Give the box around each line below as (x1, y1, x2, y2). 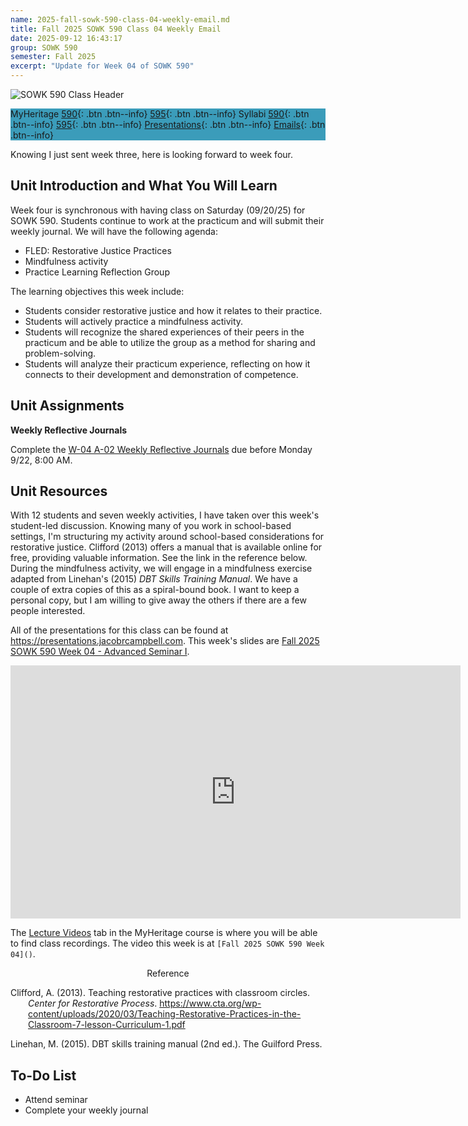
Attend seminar (24, 1094, 88, 1106)
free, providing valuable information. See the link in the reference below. (10, 552, 308, 564)
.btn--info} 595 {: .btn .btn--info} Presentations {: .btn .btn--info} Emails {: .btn (10, 119, 326, 130)
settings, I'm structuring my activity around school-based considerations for (10, 531, 325, 543)
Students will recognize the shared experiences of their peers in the (24, 326, 305, 338)
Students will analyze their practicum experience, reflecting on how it (24, 357, 311, 370)
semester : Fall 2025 (10, 52, 97, 62)
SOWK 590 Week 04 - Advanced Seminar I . (10, 646, 190, 658)
